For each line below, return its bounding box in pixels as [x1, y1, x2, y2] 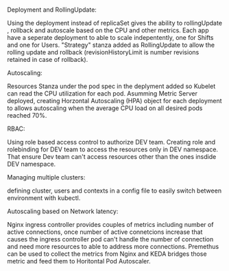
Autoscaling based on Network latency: [7, 207, 119, 215]
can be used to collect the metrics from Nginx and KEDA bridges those [7, 250, 207, 258]
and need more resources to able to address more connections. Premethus [7, 243, 219, 251]
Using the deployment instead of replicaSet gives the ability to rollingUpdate [7, 19, 223, 28]
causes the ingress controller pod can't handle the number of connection [7, 235, 214, 243]
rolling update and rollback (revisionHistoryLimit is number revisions [7, 48, 200, 56]
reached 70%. [7, 111, 47, 120]
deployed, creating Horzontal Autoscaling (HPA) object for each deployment [7, 97, 222, 105]
